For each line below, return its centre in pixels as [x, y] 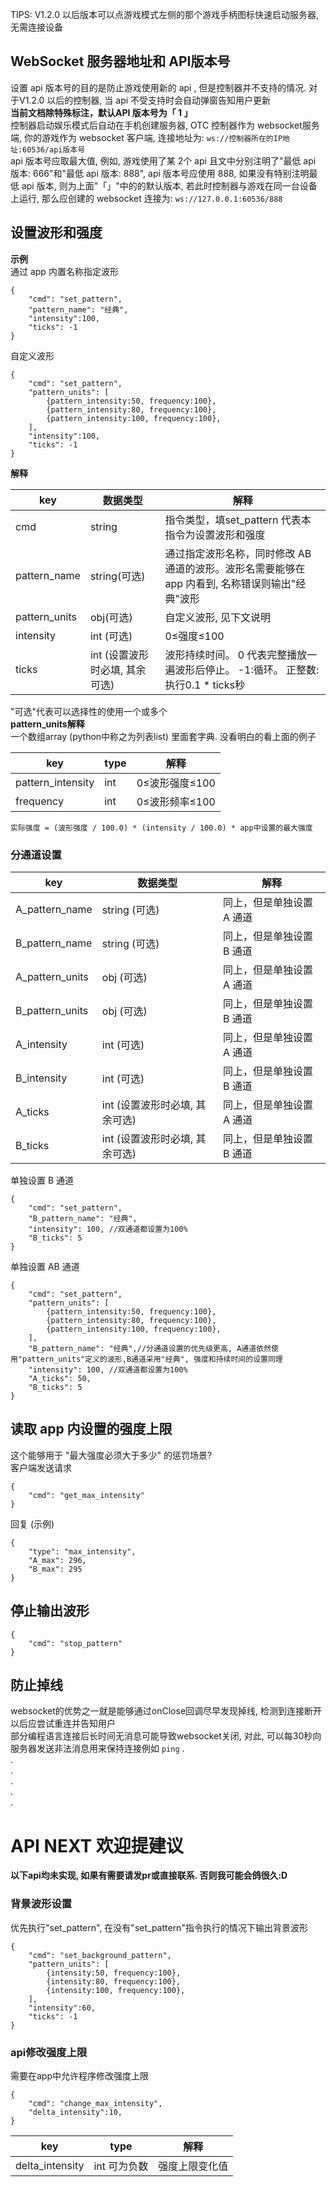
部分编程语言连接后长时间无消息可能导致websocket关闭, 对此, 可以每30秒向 [166, 1736]
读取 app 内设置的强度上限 [91, 1429]
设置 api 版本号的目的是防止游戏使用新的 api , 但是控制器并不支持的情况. [158, 87]
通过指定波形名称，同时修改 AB [238, 553]
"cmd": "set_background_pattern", [100, 1955]
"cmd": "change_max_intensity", [95, 2103]
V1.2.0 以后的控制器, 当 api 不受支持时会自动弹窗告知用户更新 [145, 100]
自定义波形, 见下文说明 [217, 617]
